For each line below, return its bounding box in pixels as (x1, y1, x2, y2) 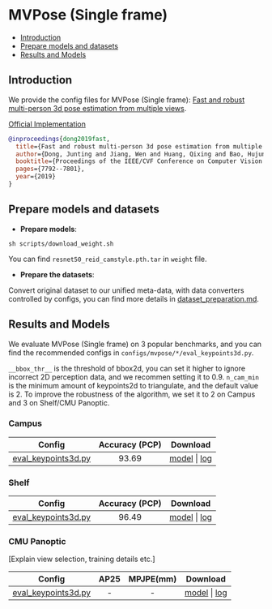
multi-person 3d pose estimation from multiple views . (8, 103, 187, 113)
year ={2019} (15, 173, 57, 181)
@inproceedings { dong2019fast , (8, 135, 111, 143)
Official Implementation (8, 119, 87, 129)
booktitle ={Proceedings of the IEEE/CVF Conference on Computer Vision (15, 157, 263, 165)
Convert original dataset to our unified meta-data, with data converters (8, 285, 244, 295)
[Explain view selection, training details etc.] (8, 554, 155, 564)
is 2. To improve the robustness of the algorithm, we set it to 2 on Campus (8, 389, 256, 399)
